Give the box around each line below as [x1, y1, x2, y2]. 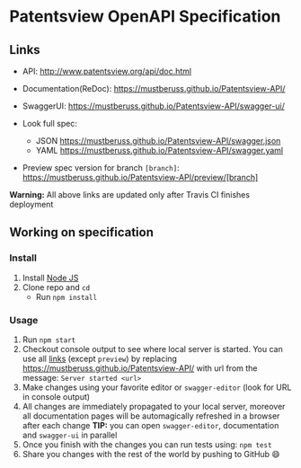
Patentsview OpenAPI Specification [9, 6, 281, 27]
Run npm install [35, 291, 97, 302]
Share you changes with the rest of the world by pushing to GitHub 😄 [22, 448, 280, 459]
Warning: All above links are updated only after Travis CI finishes [9, 190, 250, 199]
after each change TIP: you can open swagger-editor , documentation [22, 419, 279, 430]
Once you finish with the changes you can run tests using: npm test [22, 438, 272, 450]
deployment [9, 199, 54, 209]
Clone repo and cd [22, 281, 91, 293]
